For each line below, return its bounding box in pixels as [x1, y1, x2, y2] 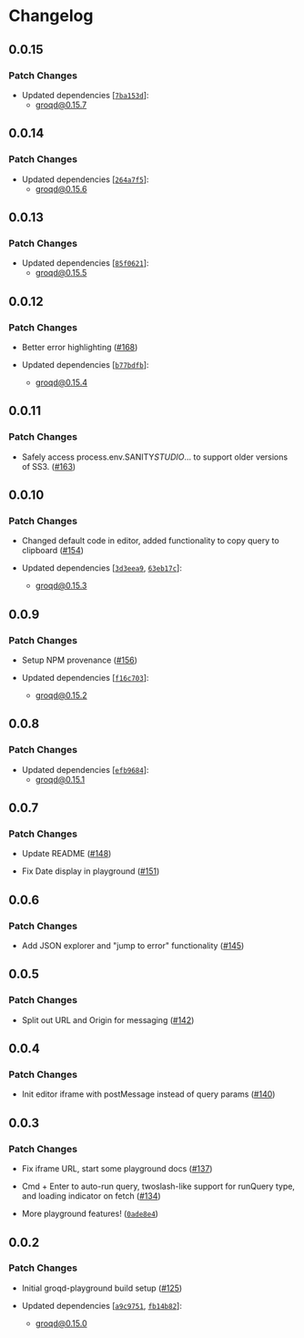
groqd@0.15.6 [35, 183, 87, 194]
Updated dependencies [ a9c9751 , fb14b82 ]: [21, 1300, 183, 1311]
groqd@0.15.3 [35, 580, 87, 592]
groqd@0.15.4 [35, 377, 88, 388]
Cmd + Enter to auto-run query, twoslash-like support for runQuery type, [21, 1181, 295, 1192]
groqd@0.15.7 [35, 99, 87, 110]
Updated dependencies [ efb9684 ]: [21, 764, 149, 775]
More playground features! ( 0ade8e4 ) [21, 1208, 158, 1220]
